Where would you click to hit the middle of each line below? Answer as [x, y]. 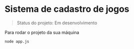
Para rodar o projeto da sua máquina [42, 32]
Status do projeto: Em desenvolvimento [57, 23]
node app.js [17, 41]
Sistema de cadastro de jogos [67, 9]
